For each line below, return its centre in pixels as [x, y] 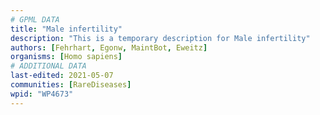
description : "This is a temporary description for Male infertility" [160, 38]
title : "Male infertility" [66, 29]
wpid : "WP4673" [42, 94]
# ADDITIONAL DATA [48, 66]
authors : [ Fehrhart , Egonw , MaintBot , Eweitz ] [109, 47]
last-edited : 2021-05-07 [62, 76]
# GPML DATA [35, 19]
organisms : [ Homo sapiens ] [66, 57]
